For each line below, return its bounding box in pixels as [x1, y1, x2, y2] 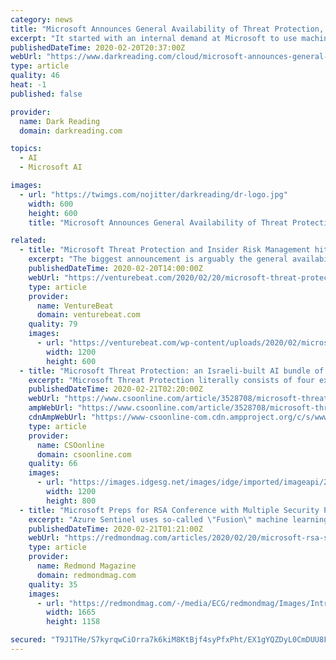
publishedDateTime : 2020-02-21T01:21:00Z [28, 524, 203, 534]
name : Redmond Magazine [36, 561, 137, 571]
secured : [10, 635, 47, 645]
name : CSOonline [36, 440, 105, 450]
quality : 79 [28, 319, 78, 330]
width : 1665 [46, 607, 97, 618]
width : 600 [28, 199, 74, 209]
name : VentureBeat [36, 301, 114, 311]
